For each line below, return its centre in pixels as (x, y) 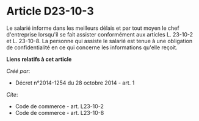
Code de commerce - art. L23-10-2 (59, 106)
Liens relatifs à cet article (39, 59)
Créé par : (18, 71)
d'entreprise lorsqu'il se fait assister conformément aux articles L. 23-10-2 (100, 34)
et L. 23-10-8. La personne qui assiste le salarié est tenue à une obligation (99, 41)
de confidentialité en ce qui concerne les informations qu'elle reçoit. (92, 47)
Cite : (12, 94)
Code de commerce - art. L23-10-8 (60, 112)
